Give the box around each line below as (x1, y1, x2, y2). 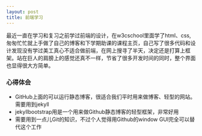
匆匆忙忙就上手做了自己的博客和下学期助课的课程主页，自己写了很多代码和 (6, 39, 191, 46)
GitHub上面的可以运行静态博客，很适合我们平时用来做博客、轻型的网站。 (14, 93, 196, 100)
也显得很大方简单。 (6, 61, 54, 69)
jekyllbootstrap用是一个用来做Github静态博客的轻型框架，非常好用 (14, 108, 179, 115)
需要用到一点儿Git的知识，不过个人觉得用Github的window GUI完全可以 (14, 116, 190, 123)
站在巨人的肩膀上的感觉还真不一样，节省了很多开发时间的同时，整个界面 (16, 54, 196, 61)
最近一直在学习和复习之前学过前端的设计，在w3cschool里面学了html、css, (6, 31, 191, 39)
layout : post (6, 8, 39, 15)
